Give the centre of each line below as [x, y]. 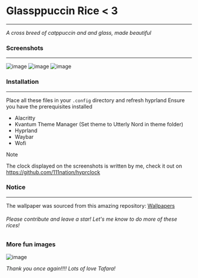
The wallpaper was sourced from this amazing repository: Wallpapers [90, 205]
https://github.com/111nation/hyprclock [53, 172]
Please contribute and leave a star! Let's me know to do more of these [92, 219]
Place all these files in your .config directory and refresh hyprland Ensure [95, 100]
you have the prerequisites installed [49, 106]
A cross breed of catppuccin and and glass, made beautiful [79, 32]
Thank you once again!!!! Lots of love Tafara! [61, 269]
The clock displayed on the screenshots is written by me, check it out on [94, 166]
